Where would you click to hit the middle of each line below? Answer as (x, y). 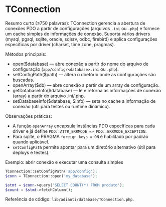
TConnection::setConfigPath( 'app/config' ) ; (51, 171)
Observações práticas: (29, 116)
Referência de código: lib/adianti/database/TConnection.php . (70, 199)
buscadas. (23, 80)
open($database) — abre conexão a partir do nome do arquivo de (80, 64)
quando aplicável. (31, 142)
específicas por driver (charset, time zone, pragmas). (60, 44)
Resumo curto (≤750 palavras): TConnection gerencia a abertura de (75, 23)
